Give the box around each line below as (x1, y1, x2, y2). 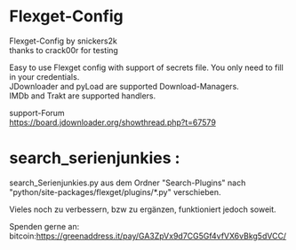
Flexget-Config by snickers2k (9, 35, 117, 46)
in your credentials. (9, 71, 80, 82)
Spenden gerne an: (9, 221, 80, 231)
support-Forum (9, 107, 65, 118)
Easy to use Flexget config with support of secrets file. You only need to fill (9, 62, 284, 73)
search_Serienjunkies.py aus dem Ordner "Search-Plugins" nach (9, 177, 246, 188)
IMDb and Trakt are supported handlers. (9, 90, 156, 101)
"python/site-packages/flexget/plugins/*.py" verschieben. (9, 186, 221, 197)
